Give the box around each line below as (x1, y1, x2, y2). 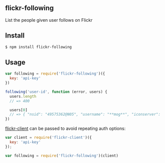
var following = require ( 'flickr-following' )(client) (5, 153, 119, 158)
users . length (9, 94, 37, 99)
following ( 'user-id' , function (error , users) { (5, 89, 108, 94)
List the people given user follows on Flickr (5, 17, 93, 23)
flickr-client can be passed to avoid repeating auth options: (5, 125, 126, 131)
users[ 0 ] (9, 107, 28, 113)
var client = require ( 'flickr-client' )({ (5, 135, 92, 140)
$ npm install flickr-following (5, 44, 72, 49)
